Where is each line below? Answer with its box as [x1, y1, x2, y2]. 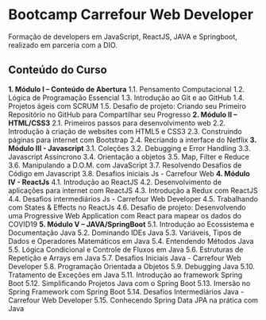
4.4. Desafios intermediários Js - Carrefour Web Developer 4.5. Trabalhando [8, 194, 258, 203]
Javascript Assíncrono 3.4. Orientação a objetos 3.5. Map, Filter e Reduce [8, 152, 250, 161]
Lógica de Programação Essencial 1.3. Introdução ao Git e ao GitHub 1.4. [8, 93, 245, 102]
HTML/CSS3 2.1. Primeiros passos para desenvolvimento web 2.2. [8, 118, 226, 128]
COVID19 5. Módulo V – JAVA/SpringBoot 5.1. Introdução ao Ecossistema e [8, 219, 255, 229]
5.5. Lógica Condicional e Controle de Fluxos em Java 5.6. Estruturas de [8, 245, 244, 254]
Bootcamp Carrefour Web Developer [8, 6, 254, 24]
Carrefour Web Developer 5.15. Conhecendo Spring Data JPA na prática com [8, 295, 259, 305]
